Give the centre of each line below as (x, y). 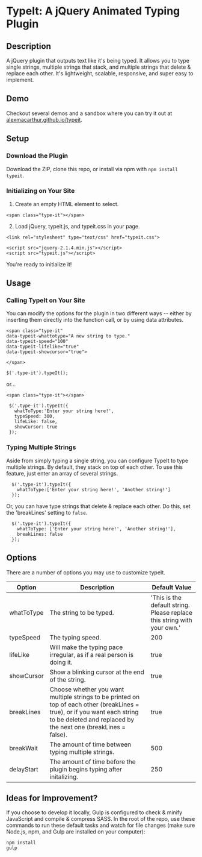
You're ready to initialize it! (39, 264)
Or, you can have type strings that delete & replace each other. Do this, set (98, 506)
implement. (20, 80)
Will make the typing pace (86, 647)
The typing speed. (75, 637)
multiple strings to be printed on (95, 697)
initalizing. (64, 777)
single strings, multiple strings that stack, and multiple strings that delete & (99, 67)
